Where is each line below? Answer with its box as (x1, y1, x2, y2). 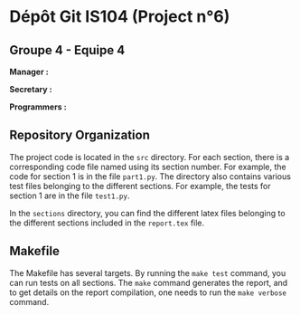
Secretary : (9, 84, 52, 94)
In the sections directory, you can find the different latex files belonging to (9, 207, 286, 218)
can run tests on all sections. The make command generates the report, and (9, 277, 288, 288)
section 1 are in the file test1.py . (9, 190, 130, 201)
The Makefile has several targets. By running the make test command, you (9, 267, 286, 278)
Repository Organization (9, 128, 151, 143)
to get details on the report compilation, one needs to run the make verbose (9, 287, 287, 298)
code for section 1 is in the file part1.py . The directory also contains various (9, 170, 292, 182)
